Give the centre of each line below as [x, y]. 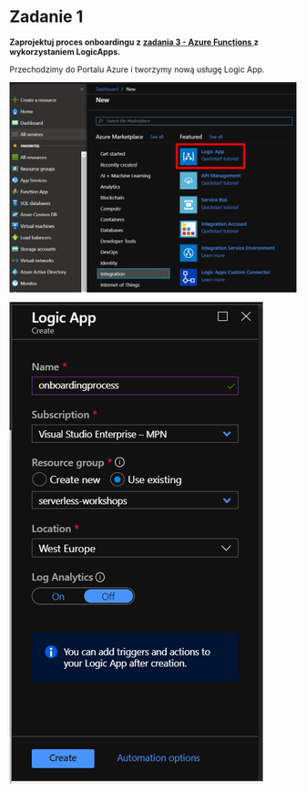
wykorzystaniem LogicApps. [65, 51]
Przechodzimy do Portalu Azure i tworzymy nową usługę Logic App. [137, 69]
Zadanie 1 [46, 17]
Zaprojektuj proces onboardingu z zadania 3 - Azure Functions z [134, 42]
